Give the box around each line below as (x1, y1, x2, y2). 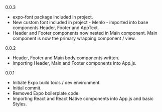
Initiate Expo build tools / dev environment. (12, 80, 101, 85)
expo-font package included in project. (12, 14, 93, 20)
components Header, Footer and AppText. (12, 25, 99, 31)
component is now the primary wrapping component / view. (12, 35, 136, 41)
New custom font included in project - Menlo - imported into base (12, 20, 148, 25)
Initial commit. (12, 85, 42, 91)
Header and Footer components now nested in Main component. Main (12, 30, 157, 36)
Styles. (12, 101, 27, 107)
